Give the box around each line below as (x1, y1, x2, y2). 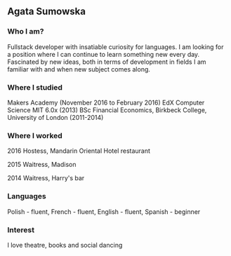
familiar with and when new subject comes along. (7, 65, 151, 73)
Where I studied (7, 82, 63, 92)
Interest (7, 224, 35, 234)
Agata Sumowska (7, 6, 86, 18)
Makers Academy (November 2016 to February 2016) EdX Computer (7, 98, 205, 107)
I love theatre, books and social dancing (7, 241, 123, 249)
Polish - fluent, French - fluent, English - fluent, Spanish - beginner (7, 207, 201, 216)
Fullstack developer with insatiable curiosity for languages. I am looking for (7, 42, 224, 51)
